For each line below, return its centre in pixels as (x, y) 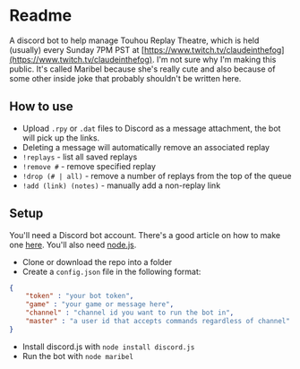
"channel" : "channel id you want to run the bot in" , (130, 313)
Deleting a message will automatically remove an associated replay (146, 147)
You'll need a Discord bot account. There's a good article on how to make (145, 235)
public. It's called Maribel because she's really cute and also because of (142, 69)
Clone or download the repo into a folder (97, 262)
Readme (41, 16)
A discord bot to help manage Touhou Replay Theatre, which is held (134, 40)
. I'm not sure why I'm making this (214, 59)
